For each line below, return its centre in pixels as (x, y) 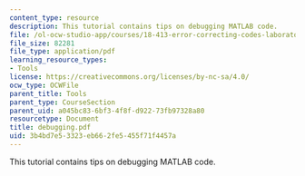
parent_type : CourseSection (63, 102)
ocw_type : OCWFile (44, 85)
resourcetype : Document (54, 119)
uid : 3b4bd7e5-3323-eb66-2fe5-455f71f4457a (93, 136)
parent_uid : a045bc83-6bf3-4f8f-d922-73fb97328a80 (107, 111)
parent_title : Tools (49, 93)
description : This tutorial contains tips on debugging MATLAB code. (144, 26)
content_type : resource (54, 18)
